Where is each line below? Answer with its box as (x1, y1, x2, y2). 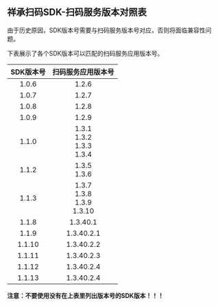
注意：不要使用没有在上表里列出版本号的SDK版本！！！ (7, 291, 165, 300)
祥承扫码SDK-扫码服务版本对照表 (7, 6, 147, 19)
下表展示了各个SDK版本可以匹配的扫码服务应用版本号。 (7, 49, 164, 57)
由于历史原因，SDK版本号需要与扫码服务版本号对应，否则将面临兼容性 (7, 26, 206, 34)
